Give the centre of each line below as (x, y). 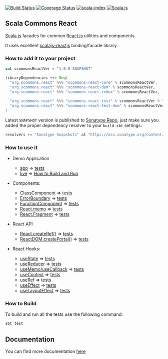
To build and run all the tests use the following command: (64, 314)
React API (22, 224)
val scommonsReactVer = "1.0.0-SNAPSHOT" (49, 69)
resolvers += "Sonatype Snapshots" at (45, 135)
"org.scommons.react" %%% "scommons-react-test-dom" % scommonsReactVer (87, 106)
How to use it (21, 147)
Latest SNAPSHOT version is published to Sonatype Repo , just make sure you (82, 120)
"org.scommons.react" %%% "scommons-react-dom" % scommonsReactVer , (82, 87)
